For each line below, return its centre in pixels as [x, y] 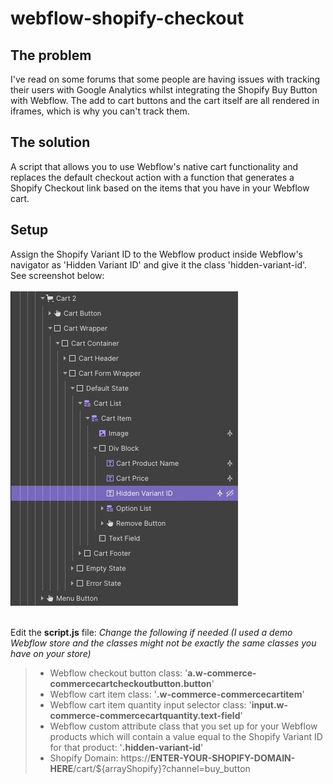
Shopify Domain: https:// [100, 758]
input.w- [270, 704]
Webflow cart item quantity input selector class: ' [150, 704]
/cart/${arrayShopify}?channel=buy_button [162, 768]
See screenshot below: [57, 275]
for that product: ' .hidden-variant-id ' [126, 747]
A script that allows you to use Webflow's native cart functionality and [154, 166]
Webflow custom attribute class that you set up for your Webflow [183, 726]
